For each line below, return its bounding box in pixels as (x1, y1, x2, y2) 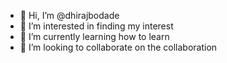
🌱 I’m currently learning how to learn (19, 31, 170, 42)
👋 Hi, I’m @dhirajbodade (19, 10, 120, 21)
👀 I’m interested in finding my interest (19, 20, 174, 32)
